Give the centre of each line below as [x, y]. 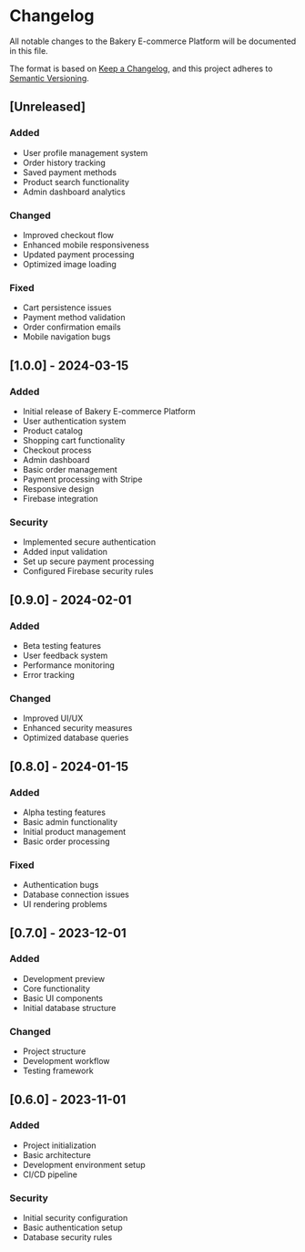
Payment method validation [74, 318]
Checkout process [57, 450]
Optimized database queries [76, 738]
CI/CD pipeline [50, 1174]
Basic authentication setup [72, 1227]
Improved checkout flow [68, 235]
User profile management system [85, 152]
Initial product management [74, 831]
